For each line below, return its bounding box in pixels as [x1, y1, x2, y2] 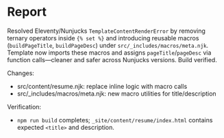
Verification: [7, 102, 42, 111]
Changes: [7, 69, 34, 77]
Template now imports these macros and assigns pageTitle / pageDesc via [7, 49, 212, 57]
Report [7, 4, 47, 20]
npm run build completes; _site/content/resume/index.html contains [16, 115, 213, 124]
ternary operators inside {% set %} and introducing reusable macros [7, 33, 199, 42]
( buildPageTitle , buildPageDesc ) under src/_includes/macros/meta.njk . [7, 41, 209, 49]
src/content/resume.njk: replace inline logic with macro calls [16, 82, 188, 90]
